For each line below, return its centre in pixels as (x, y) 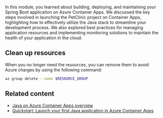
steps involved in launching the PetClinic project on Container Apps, (73, 17)
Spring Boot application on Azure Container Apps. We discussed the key (78, 12)
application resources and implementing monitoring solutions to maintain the (82, 33)
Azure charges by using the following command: (54, 70)
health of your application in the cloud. (44, 38)
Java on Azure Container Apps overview (53, 105)
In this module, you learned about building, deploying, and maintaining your (81, 7)
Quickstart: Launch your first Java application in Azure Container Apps (83, 110)
